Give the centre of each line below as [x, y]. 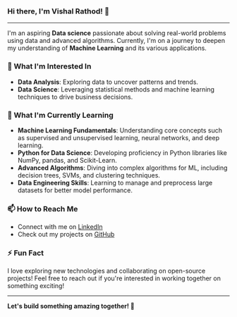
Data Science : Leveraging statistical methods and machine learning [116, 89]
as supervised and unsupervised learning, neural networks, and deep [119, 137]
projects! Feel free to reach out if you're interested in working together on [114, 278]
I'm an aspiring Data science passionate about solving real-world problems [117, 33]
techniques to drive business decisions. [75, 97]
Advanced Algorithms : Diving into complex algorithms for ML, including [122, 168]
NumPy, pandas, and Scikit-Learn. [67, 160]
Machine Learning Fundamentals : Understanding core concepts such [120, 130]
